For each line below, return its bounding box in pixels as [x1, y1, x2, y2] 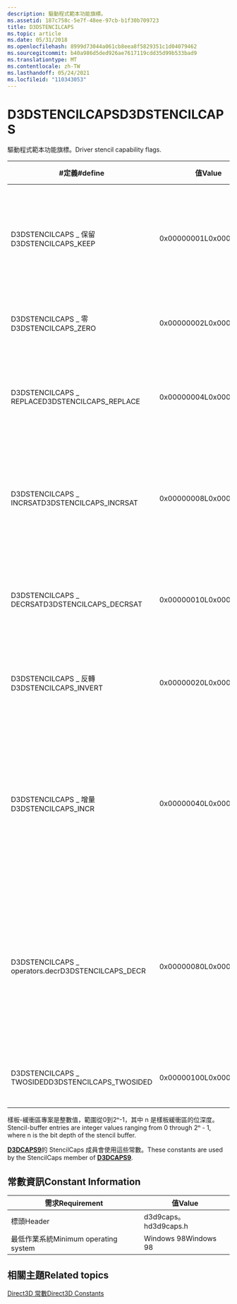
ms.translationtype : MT [7, 56, 78, 63]
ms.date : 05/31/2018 [7, 37, 68, 44]
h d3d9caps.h [143, 1221, 188, 1231]
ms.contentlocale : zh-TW [7, 63, 80, 70]
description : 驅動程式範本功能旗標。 [7, 10, 107, 18]
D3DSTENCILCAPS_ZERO [11, 324, 97, 334]
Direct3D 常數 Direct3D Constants [7, 1288, 104, 1298]
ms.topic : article [7, 30, 61, 37]
